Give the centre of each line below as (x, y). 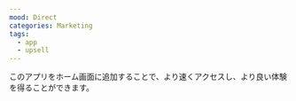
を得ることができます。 (52, 88)
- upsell (33, 50)
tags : (19, 34)
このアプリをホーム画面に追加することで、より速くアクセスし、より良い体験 (148, 77)
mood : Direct (33, 17)
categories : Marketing (51, 26)
